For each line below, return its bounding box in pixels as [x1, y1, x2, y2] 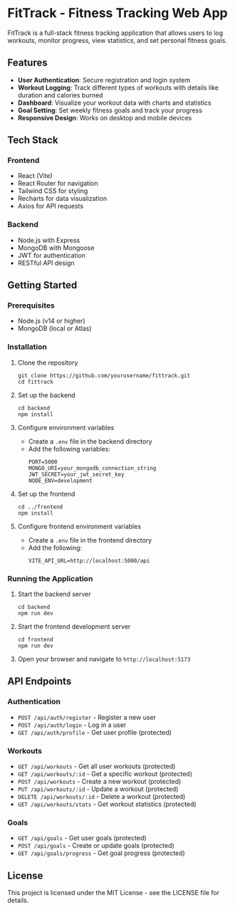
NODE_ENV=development [28, 477, 93, 484]
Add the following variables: [28, 444, 110, 453]
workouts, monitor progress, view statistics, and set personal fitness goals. [7, 36, 228, 44]
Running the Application [7, 573, 93, 583]
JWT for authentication [17, 251, 85, 259]
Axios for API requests [17, 202, 84, 211]
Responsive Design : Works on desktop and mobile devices [17, 113, 192, 122]
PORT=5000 [28, 458, 58, 466]
